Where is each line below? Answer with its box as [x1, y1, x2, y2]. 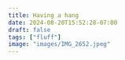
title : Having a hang [8, 11, 79, 19]
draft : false [8, 26, 51, 34]
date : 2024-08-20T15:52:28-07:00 [8, 19, 118, 26]
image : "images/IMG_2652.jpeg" [8, 41, 111, 48]
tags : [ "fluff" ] [8, 33, 61, 41]
